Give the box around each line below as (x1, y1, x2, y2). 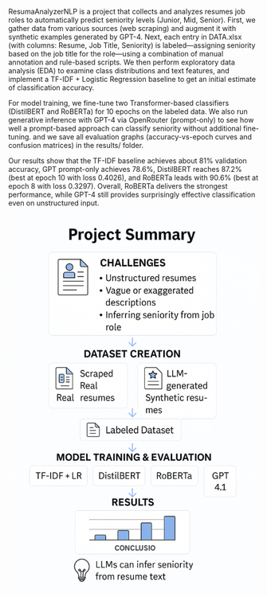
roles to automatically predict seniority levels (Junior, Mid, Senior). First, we (8, 15, 257, 25)
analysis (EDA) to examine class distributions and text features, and (8, 66, 230, 75)
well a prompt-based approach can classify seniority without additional (8, 123, 241, 133)
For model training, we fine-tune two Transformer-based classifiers (8, 99, 230, 107)
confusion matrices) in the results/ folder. (8, 141, 144, 150)
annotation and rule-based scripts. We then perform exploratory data (8, 57, 235, 67)
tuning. (8, 132, 32, 142)
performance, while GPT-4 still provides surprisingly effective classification (8, 190, 256, 199)
